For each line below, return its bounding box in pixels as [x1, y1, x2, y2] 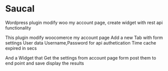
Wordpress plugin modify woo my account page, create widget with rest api [5, 19, 163, 25]
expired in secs [5, 45, 37, 51]
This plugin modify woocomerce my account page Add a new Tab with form [5, 34, 163, 40]
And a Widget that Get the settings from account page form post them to [5, 54, 156, 60]
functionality [5, 24, 31, 30]
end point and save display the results [5, 60, 84, 66]
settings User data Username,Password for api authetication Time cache [5, 39, 156, 45]
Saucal [5, 3, 35, 14]
